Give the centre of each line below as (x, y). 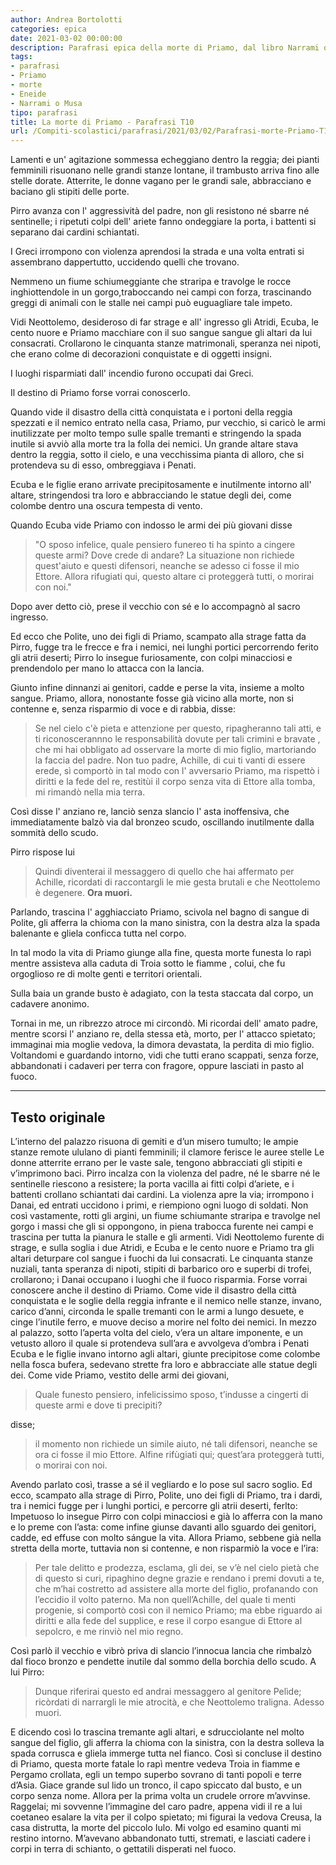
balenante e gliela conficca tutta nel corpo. (98, 933)
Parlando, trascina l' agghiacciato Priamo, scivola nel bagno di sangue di (160, 912)
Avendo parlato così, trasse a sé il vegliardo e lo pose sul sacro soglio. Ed (161, 1484)
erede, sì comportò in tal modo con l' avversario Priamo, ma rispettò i (177, 771)
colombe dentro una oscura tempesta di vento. (106, 506)
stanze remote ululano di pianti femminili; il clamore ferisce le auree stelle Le (167, 1152)
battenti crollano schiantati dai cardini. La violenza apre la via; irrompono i (162, 1194)
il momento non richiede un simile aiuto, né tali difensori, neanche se (176, 1443)
